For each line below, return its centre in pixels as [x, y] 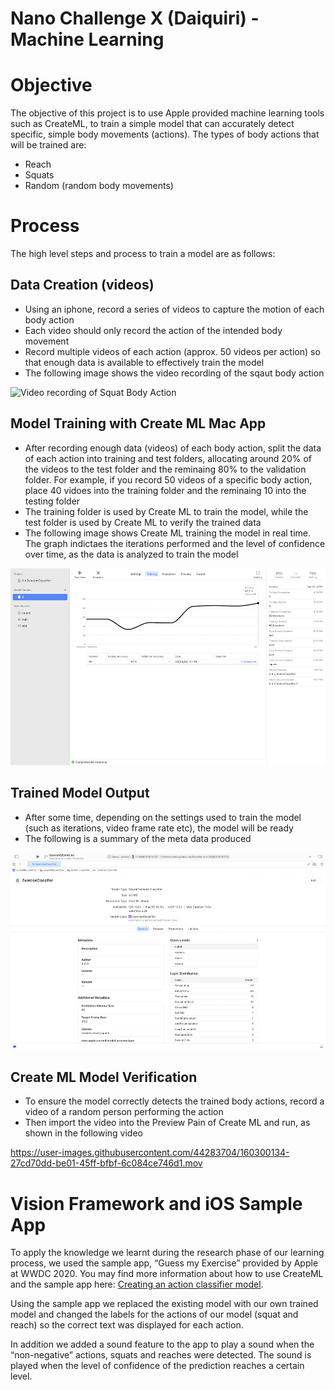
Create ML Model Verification [104, 1077]
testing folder [52, 501]
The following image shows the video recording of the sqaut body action [174, 373]
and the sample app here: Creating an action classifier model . [137, 1284]
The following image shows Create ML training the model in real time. [167, 533]
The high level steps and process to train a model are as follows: [143, 254]
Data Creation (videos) [82, 285]
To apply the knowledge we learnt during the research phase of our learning [167, 1253]
